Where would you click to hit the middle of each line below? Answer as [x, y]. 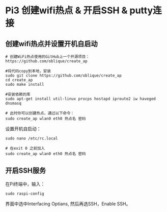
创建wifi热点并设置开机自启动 [51, 44]
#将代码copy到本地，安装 [28, 71]
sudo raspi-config [25, 194]
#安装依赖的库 [18, 95]
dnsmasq [13, 103]
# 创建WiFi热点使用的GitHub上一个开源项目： [48, 57]
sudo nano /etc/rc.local [32, 138]
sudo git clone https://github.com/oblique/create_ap [64, 76]
